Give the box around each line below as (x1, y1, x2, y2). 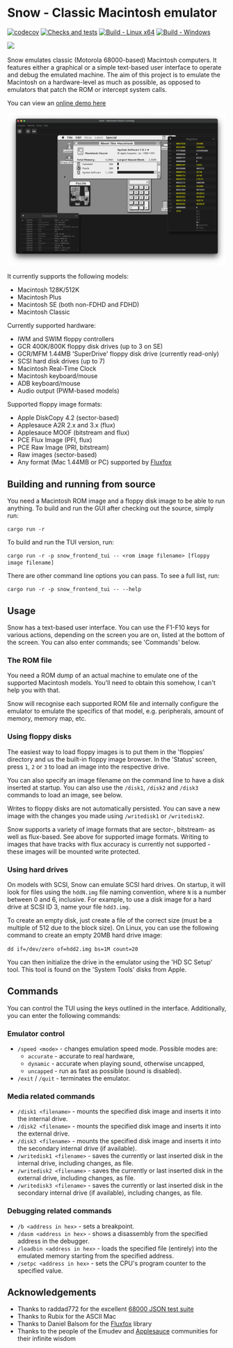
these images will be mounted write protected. (7, 847, 140, 856)
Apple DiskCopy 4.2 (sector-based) (17, 414, 120, 422)
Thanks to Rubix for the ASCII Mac (17, 1312, 117, 1321)
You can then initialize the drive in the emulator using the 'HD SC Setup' (7, 957, 213, 966)
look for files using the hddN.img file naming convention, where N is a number (7, 888, 226, 896)
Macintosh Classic (17, 308, 71, 316)
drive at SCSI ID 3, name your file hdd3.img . (7, 902, 131, 911)
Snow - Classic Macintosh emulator (7, 5, 218, 21)
